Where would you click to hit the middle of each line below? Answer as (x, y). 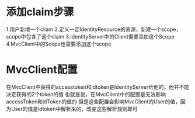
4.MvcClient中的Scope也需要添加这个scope (59, 44)
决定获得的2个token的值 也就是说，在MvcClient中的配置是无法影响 (86, 94)
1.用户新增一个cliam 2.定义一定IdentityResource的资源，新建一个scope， (94, 29)
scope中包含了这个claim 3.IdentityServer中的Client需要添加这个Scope (90, 36)
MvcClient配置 (42, 70)
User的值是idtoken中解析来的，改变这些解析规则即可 (74, 109)
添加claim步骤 (40, 12)
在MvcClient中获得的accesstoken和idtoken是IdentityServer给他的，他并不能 (98, 87)
